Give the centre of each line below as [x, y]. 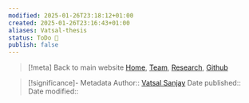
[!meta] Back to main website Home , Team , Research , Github [128, 67]
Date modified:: [53, 91]
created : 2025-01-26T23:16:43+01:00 [69, 23]
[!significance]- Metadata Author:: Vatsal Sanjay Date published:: [134, 83]
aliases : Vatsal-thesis [48, 30]
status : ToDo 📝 [34, 38]
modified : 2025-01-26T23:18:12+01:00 [71, 15]
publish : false [34, 45]
